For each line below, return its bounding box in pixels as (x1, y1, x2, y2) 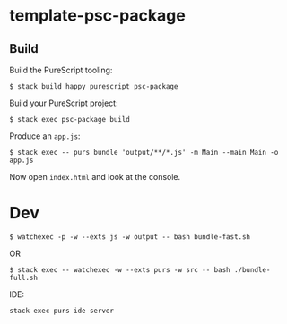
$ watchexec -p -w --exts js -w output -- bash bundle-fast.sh (9, 232, 251, 242)
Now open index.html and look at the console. (9, 172, 181, 182)
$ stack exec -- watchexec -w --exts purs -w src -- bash (9, 265, 230, 274)
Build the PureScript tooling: (9, 64, 113, 75)
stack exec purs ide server (9, 306, 115, 315)
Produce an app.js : (9, 131, 81, 141)
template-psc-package (9, 5, 186, 26)
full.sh (9, 273, 39, 282)
